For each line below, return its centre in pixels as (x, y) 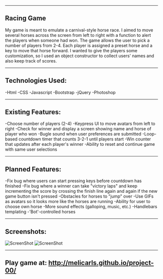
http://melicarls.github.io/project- (101, 263)
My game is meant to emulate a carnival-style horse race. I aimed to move (79, 30)
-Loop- (149, 134)
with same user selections (31, 149)
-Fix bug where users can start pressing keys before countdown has (73, 181)
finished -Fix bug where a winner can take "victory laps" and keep (71, 186)
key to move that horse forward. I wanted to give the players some (71, 50)
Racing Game (25, 18)
